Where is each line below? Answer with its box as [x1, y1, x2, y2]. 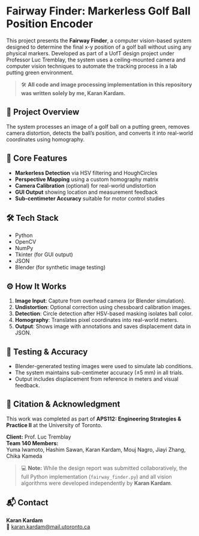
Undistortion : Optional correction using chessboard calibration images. [14, 304, 192, 311]
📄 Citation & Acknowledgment [6, 399, 120, 410]
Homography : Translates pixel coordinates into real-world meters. [14, 316, 179, 324]
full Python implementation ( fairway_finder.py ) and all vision [20, 473, 172, 480]
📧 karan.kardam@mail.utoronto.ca [6, 523, 91, 530]
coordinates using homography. [6, 135, 85, 143]
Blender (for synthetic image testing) [14, 263, 106, 271]
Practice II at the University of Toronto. [6, 421, 102, 428]
